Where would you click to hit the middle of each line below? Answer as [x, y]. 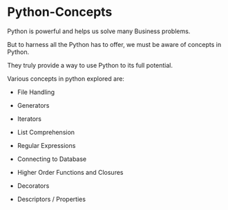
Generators [33, 105]
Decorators [33, 185]
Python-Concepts [60, 12]
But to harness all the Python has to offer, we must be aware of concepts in [114, 44]
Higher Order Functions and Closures [70, 172]
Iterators [29, 119]
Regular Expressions [46, 145]
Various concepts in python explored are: [66, 78]
